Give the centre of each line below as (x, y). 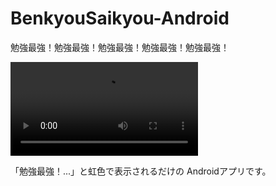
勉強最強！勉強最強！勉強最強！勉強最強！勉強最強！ (120, 47)
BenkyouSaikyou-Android (120, 18)
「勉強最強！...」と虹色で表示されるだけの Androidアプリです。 (141, 171)
